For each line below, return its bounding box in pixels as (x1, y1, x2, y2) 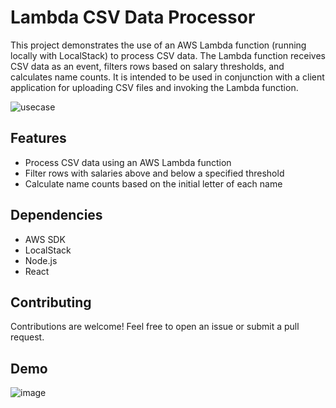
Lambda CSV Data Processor (10, 6, 256, 29)
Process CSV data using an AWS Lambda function (24, 156, 232, 168)
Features (10, 130, 67, 147)
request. (10, 331, 45, 343)
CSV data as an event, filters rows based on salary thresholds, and (10, 60, 285, 72)
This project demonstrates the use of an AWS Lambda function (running (10, 39, 307, 51)
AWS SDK (24, 233, 66, 245)
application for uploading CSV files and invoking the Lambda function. (10, 81, 299, 93)
